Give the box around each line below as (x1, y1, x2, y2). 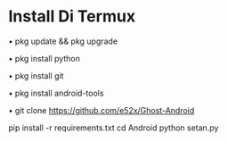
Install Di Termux (8, 6, 135, 27)
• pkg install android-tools (8, 88, 104, 98)
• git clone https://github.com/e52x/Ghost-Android (8, 104, 195, 115)
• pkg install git (8, 70, 64, 81)
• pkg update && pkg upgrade (8, 36, 118, 46)
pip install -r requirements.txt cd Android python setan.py (8, 122, 219, 133)
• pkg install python (8, 53, 81, 63)
